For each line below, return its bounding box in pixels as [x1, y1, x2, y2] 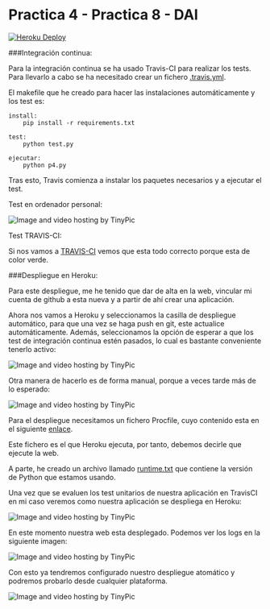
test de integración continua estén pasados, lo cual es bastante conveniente [8, 336, 262, 346]
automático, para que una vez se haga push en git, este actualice [8, 318, 225, 328]
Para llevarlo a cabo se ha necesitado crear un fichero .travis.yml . [8, 72, 226, 81]
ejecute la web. [8, 448, 59, 458]
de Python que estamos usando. [8, 472, 116, 482]
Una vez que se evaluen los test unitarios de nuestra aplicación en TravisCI [8, 487, 258, 497]
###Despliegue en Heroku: [8, 270, 98, 280]
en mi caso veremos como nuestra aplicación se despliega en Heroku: [8, 496, 242, 506]
